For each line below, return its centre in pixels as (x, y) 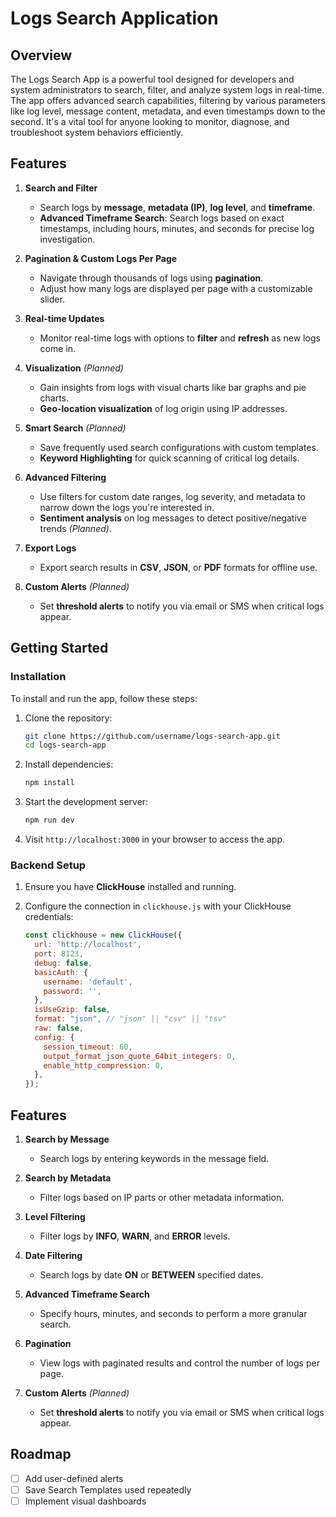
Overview (41, 55)
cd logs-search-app (65, 745)
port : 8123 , (59, 954)
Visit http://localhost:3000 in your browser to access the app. (154, 839)
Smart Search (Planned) (75, 428)
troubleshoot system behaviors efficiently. (97, 132)
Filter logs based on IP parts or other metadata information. (162, 1197)
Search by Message (67, 1139)
